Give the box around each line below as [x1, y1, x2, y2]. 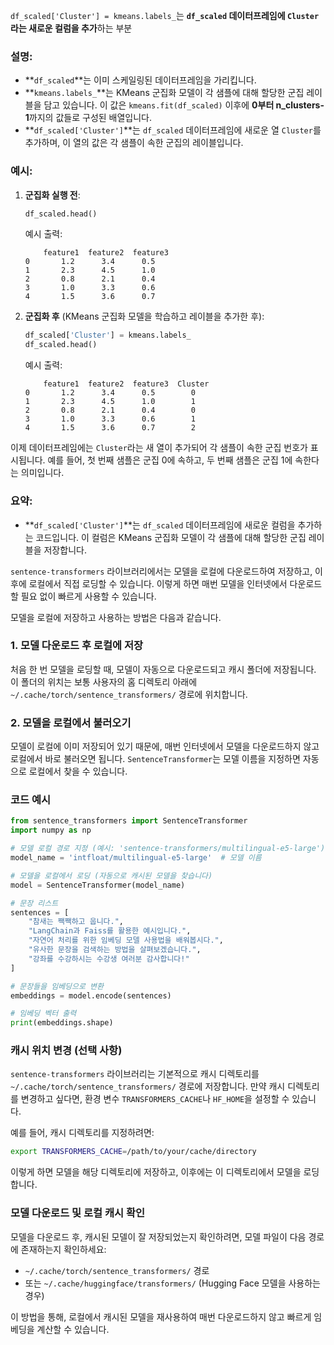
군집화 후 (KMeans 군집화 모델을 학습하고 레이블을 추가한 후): [24, 310, 265, 323]
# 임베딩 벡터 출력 [10, 1009, 77, 1019]
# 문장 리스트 [10, 898, 59, 908]
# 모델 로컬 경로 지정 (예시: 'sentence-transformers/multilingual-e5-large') [10, 844, 326, 854]
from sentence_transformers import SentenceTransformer [10, 816, 248, 826]
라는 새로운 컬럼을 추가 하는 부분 [10, 22, 133, 34]
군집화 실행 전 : [24, 189, 81, 201]
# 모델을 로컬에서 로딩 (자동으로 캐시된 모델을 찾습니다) [10, 870, 213, 881]
